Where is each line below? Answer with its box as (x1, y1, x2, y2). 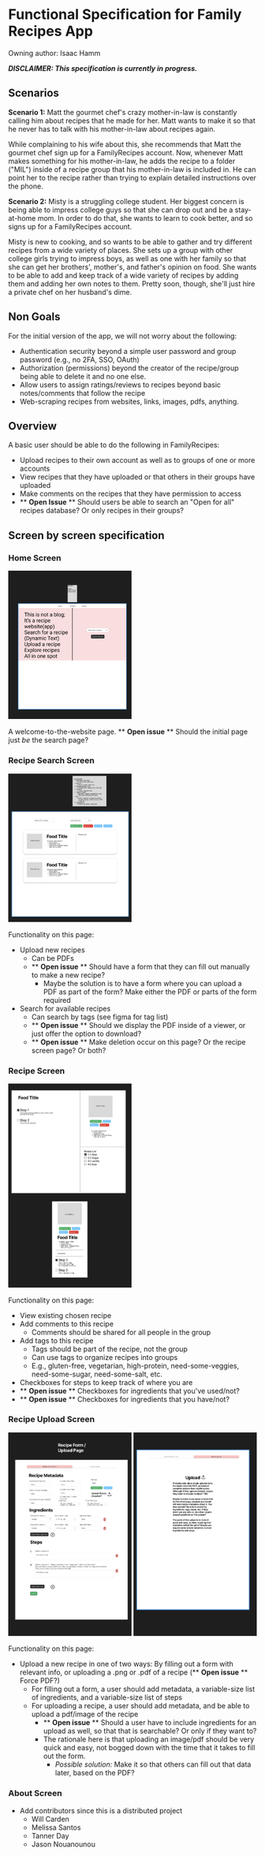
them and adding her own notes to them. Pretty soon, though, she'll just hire (8, 278, 256, 289)
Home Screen (8, 552, 62, 563)
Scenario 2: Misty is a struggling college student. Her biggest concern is (8, 196, 244, 206)
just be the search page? (8, 736, 89, 745)
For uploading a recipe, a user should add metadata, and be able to (31, 1701, 250, 1711)
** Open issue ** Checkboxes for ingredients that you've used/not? (19, 1386, 241, 1395)
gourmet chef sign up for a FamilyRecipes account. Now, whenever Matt (8, 147, 244, 157)
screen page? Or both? (31, 1045, 106, 1055)
